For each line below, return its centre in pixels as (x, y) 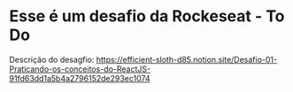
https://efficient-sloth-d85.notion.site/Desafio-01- (186, 59)
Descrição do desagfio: (52, 59)
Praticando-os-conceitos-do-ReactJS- (80, 69)
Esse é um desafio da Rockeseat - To (147, 16)
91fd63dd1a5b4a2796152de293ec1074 (80, 78)
